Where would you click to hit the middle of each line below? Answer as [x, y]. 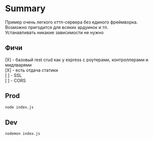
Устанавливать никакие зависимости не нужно [55, 32]
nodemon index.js [23, 134]
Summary [25, 9]
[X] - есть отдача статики [32, 70]
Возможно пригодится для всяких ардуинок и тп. [57, 27]
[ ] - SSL [13, 75]
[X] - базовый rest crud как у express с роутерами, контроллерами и [77, 60]
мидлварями [18, 65]
